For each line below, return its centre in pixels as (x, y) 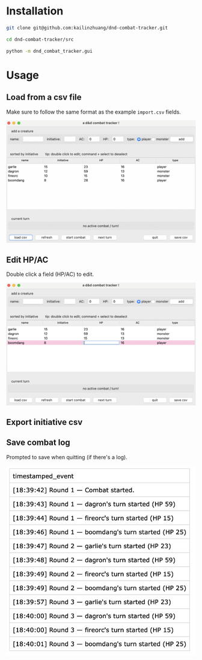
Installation (35, 11)
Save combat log (38, 443)
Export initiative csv (44, 422)
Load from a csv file (44, 97)
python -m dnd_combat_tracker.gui (50, 51)
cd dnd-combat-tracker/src (40, 39)
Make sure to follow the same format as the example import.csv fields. (94, 112)
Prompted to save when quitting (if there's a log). (67, 457)
